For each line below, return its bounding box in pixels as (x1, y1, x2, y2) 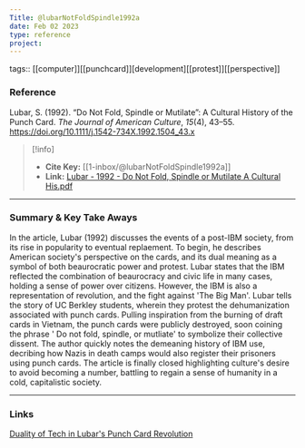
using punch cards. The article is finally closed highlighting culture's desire (9, 357, 290, 368)
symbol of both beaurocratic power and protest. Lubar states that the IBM (9, 260, 285, 272)
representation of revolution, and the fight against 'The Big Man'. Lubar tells (9, 289, 292, 300)
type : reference (9, 30, 71, 39)
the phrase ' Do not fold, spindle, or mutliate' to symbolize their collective (9, 328, 283, 339)
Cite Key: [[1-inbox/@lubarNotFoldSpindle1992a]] (44, 161, 231, 172)
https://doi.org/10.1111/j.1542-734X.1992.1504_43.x (9, 126, 195, 137)
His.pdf (44, 180, 74, 191)
